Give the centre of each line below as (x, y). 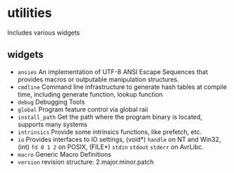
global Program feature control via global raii (83, 109)
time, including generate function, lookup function (90, 94)
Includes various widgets (44, 32)
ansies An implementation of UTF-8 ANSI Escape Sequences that (112, 71)
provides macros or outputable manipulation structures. (98, 79)
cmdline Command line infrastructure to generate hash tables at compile (122, 87)
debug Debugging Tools (51, 102)
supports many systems (53, 124)
